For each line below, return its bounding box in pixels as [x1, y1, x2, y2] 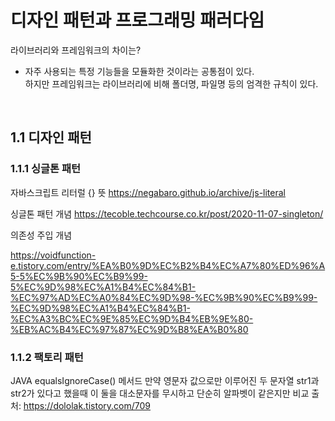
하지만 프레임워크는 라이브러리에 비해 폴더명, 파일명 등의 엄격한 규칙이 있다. [24, 77, 319, 90]
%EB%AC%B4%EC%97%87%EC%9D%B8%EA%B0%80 [10, 323, 249, 335]
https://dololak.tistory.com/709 [23, 399, 151, 411]
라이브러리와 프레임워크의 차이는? [10, 44, 142, 56]
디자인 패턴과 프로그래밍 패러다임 [10, 9, 265, 32]
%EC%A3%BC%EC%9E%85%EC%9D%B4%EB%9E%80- [10, 312, 254, 325]
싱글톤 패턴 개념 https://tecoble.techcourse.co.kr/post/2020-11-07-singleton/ [10, 207, 324, 220]
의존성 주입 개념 [10, 229, 73, 241]
